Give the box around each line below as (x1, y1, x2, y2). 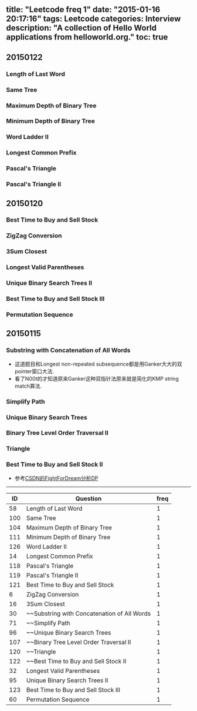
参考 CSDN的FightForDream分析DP (14, 474, 98, 481)
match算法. (14, 382, 42, 390)
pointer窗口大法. (14, 367, 55, 375)
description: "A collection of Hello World (6, 23, 157, 33)
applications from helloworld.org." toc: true (6, 32, 168, 42)
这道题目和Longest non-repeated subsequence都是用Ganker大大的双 (14, 360, 183, 367)
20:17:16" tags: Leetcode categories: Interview (6, 14, 181, 24)
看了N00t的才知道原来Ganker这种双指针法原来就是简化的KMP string (14, 375, 179, 382)
